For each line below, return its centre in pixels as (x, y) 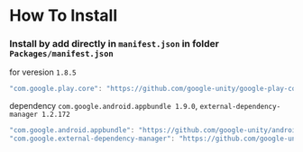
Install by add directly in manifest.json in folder (114, 44)
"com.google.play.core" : (56, 89)
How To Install (64, 16)
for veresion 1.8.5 (43, 72)
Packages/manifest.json (62, 54)
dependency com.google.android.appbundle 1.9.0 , (104, 106)
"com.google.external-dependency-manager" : (92, 139)
